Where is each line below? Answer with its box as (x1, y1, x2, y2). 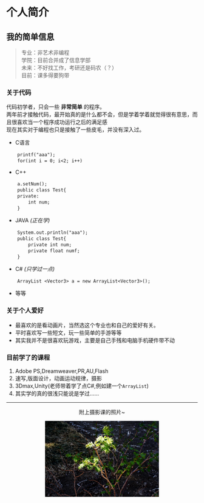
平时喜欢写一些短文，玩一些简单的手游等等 (15, 329, 122, 336)
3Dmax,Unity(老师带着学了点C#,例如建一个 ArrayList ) (15, 382, 149, 389)
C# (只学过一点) (15, 265, 55, 273)
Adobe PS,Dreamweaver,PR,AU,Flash (15, 367, 109, 374)
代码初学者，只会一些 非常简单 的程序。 (6, 103, 105, 111)
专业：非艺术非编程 (21, 49, 70, 56)
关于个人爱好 (6, 306, 44, 315)
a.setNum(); (17, 181, 47, 187)
